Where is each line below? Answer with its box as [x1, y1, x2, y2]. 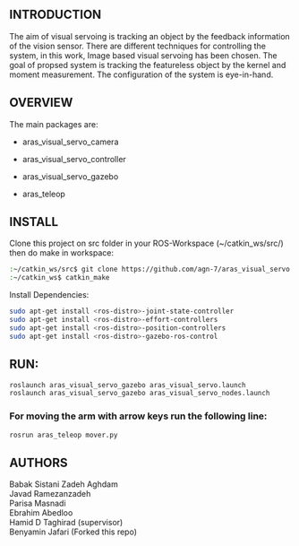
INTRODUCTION [9, 7, 102, 22]
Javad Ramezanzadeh [9, 489, 91, 499]
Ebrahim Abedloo [9, 507, 73, 518]
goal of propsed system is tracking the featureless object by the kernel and [9, 59, 286, 70]
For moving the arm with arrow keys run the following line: [9, 410, 268, 422]
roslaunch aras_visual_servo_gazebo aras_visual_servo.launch [9, 380, 246, 389]
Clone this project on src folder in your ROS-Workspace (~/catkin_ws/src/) [9, 238, 284, 249]
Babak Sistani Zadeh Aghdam [9, 479, 118, 490]
